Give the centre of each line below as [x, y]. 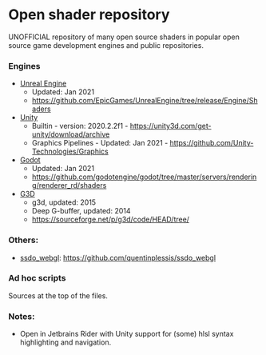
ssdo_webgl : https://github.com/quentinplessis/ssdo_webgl [118, 257]
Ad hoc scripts [37, 278]
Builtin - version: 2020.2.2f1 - [80, 126]
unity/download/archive [71, 134]
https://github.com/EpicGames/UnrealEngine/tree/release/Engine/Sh [145, 101]
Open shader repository [89, 15]
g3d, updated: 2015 [64, 202]
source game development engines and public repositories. [106, 45]
